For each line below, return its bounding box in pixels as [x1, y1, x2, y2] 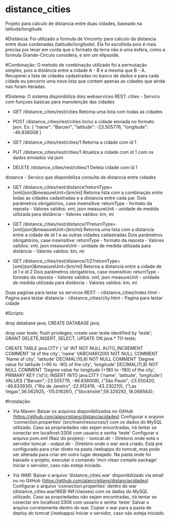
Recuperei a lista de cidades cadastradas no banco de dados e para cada [5, 72, 159, 78]
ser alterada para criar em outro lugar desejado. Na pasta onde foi [12, 451, 151, 457]
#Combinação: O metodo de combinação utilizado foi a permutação [5, 62, 147, 68]
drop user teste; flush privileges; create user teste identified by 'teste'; [5, 330, 153, 336]
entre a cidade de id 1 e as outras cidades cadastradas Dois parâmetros [12, 232, 163, 238]
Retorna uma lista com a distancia [83, 226, 154, 232]
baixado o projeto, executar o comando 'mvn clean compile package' [12, 457, 158, 463]
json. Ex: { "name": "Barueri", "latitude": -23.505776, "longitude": [12, 124, 149, 130]
